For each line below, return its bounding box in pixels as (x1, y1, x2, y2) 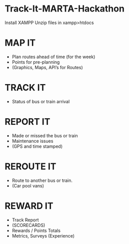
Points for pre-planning (11, 59, 60, 65)
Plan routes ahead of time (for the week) (11, 54, 95, 60)
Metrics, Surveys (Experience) (11, 232, 75, 238)
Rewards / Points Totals (11, 227, 61, 233)
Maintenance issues (11, 138, 53, 144)
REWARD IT (4, 200, 53, 211)
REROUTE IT (4, 161, 56, 172)
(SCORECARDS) (11, 222, 45, 228)
